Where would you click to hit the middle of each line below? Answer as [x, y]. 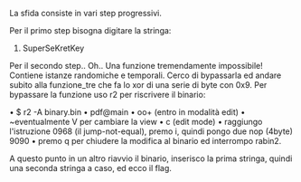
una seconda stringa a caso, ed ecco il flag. [90, 168]
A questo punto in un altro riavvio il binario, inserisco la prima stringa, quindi [151, 158]
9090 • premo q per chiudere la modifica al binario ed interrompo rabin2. [146, 141]
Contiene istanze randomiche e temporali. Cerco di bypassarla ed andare [146, 75]
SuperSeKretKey [53, 48]
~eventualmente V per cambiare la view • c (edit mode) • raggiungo [136, 122]
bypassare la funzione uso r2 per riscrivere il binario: [108, 95]
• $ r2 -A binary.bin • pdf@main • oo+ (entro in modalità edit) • [127, 112]
